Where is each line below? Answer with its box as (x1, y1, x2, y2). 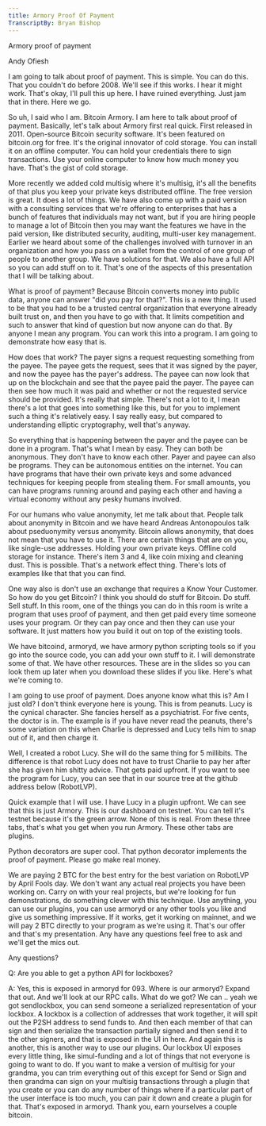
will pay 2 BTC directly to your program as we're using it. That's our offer (8, 920, 245, 930)
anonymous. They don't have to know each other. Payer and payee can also (8, 452, 256, 461)
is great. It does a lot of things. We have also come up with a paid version (8, 195, 247, 205)
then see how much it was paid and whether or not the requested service (8, 386, 248, 395)
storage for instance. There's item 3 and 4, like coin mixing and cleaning (8, 551, 244, 561)
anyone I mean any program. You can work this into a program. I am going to (8, 329, 258, 338)
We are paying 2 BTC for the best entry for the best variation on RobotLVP (8, 870, 249, 879)
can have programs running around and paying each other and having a (8, 486, 243, 495)
